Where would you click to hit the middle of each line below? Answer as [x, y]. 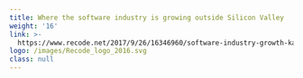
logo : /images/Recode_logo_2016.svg [78, 51]
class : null [32, 59]
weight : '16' [34, 26]
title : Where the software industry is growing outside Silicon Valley [147, 17]
